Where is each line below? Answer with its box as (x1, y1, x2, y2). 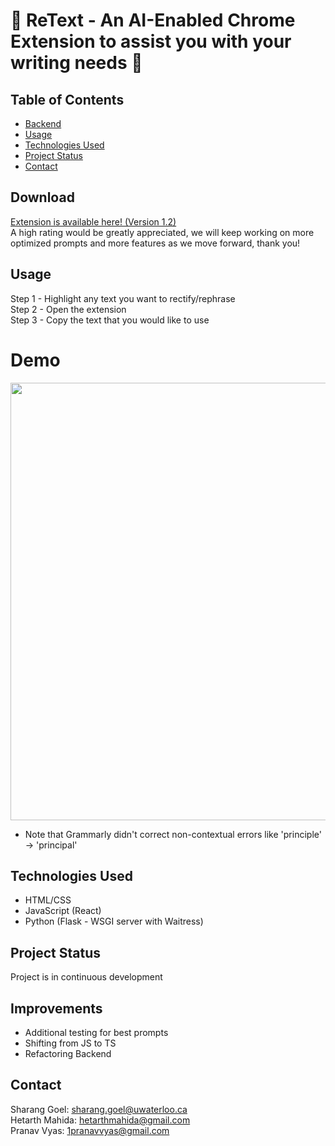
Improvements (10, 1000, 103, 1017)
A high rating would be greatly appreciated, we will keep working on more (10, 226, 315, 238)
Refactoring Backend (24, 1048, 112, 1059)
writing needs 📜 (10, 52, 143, 74)
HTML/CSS (24, 894, 72, 906)
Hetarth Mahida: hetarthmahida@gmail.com (10, 1114, 191, 1126)
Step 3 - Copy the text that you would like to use (10, 314, 210, 326)
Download (10, 189, 75, 206)
